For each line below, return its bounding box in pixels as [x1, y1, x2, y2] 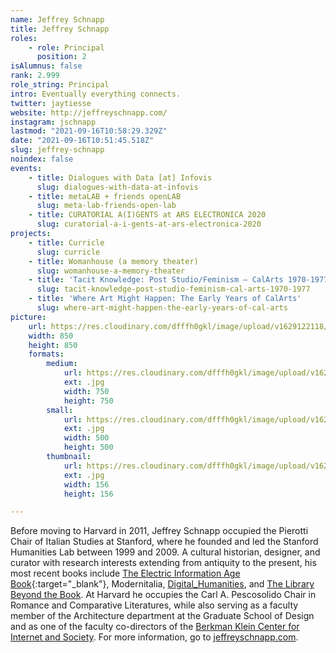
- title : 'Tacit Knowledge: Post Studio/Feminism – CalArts [28, 275, 284, 285]
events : [10, 163, 43, 173]
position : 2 [36, 52, 87, 62]
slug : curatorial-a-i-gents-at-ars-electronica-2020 [36, 219, 262, 230]
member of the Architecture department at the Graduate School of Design [10, 610, 315, 622]
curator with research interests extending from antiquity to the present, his [10, 557, 317, 569]
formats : [28, 349, 65, 360]
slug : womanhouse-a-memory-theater [36, 266, 186, 276]
